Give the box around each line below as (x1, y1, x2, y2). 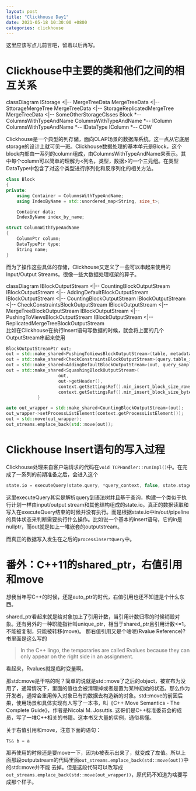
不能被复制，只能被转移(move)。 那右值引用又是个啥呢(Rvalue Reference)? (6, 627, 185, 635)
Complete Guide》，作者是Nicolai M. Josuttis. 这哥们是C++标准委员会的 (6, 706, 177, 714)
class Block (6, 177, 35, 183)
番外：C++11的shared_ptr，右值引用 (6, 558, 183, 571)
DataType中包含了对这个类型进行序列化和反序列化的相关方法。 (6, 165, 157, 172)
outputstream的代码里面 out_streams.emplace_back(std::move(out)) (21, 756, 184, 764)
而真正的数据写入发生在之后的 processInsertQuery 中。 (6, 535, 135, 542)
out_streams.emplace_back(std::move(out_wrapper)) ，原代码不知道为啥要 (6, 771, 183, 778)
